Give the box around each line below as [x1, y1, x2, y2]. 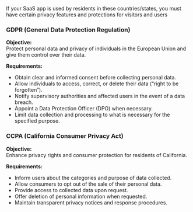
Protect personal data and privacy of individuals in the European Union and [6, 45, 187, 52]
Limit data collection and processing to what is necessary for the [14, 111, 170, 119]
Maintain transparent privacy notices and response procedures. [14, 199, 168, 206]
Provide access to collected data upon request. [14, 186, 128, 193]
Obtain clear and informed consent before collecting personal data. [14, 74, 177, 81]
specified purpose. [14, 117, 60, 124]
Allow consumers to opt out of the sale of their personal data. [14, 180, 162, 187]
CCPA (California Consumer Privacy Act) [6, 132, 124, 140]
